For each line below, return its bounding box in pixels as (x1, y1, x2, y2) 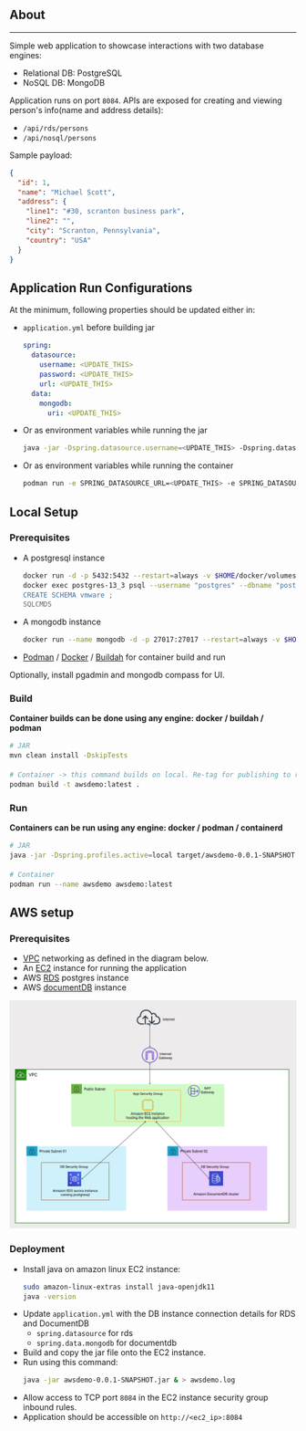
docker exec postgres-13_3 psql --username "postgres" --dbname (22, 580, 272, 590)
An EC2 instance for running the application (22, 963, 187, 974)
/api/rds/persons (22, 123, 89, 133)
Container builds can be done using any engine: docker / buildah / (9, 713, 264, 724)
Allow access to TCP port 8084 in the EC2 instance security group (22, 1392, 269, 1404)
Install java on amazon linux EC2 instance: (22, 1263, 180, 1274)
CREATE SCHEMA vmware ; (22, 590, 114, 600)
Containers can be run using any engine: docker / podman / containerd (9, 822, 283, 833)
